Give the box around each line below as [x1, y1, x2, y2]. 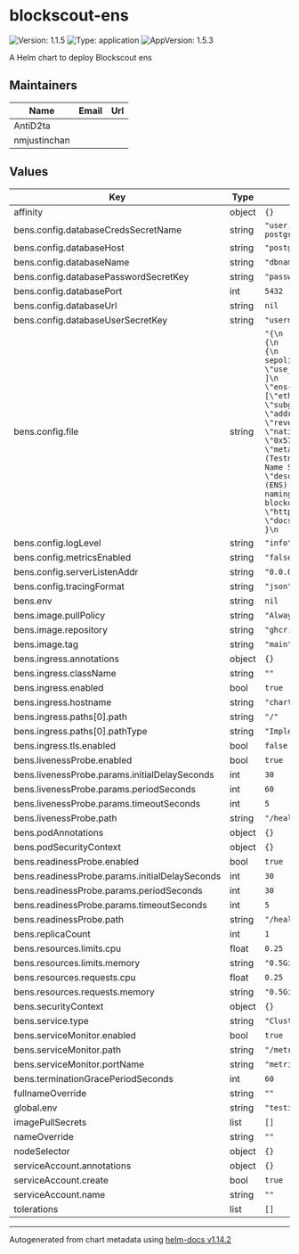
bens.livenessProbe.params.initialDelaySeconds [13, 768, 215, 781]
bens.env [13, 594, 53, 607]
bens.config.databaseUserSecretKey [13, 314, 168, 326]
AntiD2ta [13, 119, 51, 132]
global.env [13, 1102, 58, 1114]
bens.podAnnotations [13, 826, 104, 839]
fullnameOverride [13, 1086, 87, 1099]
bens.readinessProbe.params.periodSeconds [13, 884, 203, 897]
